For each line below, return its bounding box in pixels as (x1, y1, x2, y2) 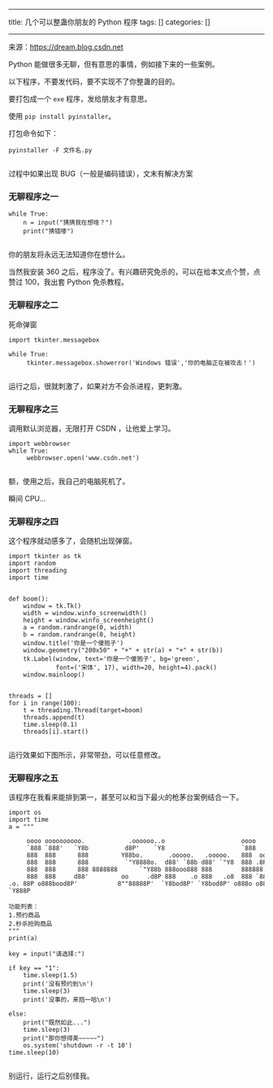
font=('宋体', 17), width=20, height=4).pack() (55, 664, 218, 672)
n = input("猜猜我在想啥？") (23, 219, 113, 227)
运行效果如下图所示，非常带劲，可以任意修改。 (8, 750, 165, 760)
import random (8, 559, 57, 568)
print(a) (8, 934, 38, 942)
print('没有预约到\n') (23, 980, 93, 989)
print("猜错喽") (23, 227, 75, 236)
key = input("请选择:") (8, 950, 85, 959)
